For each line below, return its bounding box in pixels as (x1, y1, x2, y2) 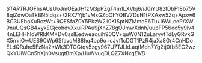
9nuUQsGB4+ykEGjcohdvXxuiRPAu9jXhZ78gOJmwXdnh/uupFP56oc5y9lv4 (6, 24, 195, 31)
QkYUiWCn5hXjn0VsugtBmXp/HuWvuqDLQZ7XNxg (6, 50, 135, 56)
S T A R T (6, 5, 23, 12)
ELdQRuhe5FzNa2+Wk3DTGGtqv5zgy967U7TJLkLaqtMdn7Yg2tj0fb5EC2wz (6, 43, 196, 50)
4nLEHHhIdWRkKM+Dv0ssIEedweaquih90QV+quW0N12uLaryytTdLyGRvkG (6, 31, 194, 38)
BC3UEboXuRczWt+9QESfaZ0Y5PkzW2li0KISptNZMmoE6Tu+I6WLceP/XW (6, 18, 194, 25)
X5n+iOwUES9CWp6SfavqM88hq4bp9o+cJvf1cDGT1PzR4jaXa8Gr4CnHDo (6, 37, 194, 44)
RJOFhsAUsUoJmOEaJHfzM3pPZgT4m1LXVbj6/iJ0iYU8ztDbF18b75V (23, 5, 196, 12)
